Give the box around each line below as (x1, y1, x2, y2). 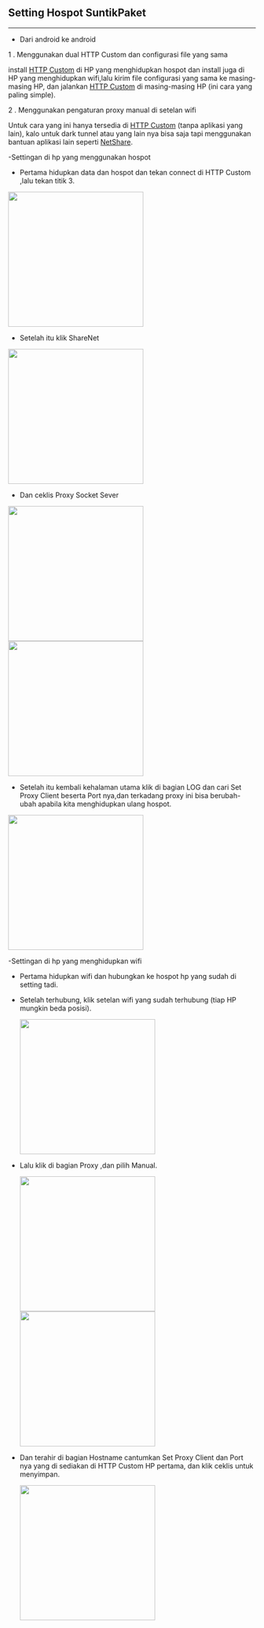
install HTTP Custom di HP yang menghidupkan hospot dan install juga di (8, 64, 245, 74)
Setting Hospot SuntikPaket (8, 6, 147, 20)
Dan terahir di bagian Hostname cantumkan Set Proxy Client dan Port (19, 1453, 244, 1462)
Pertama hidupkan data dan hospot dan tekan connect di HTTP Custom (19, 167, 251, 177)
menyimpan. (19, 1469, 60, 1479)
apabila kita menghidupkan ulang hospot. (38, 799, 172, 808)
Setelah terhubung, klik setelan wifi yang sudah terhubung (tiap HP (19, 995, 237, 1004)
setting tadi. (19, 980, 59, 989)
